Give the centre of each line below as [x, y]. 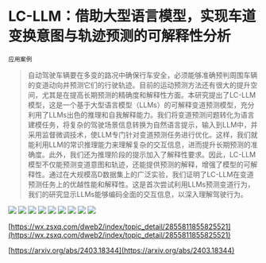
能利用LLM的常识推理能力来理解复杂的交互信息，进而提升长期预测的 [139, 145]
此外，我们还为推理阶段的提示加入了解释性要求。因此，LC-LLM [152, 154]
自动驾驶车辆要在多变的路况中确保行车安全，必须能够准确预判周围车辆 [143, 75]
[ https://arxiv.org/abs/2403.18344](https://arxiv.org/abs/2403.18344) [121, 250]
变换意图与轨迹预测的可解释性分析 [120, 36]
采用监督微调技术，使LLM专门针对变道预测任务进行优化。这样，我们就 [143, 134]
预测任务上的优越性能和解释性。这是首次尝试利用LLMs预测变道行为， [141, 184]
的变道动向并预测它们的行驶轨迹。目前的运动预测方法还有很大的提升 [139, 85]
